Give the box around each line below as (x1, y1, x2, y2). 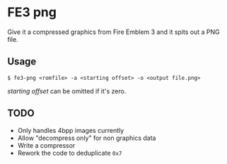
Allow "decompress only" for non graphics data (17, 134, 156, 142)
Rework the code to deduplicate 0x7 (17, 148, 122, 157)
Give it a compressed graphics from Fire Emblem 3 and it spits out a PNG (7, 28, 221, 36)
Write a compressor (17, 141, 76, 149)
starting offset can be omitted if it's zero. (7, 86, 127, 95)
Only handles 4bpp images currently (17, 126, 124, 134)
